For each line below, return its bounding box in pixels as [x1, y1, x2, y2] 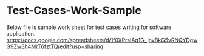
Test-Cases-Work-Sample [6, 4, 141, 17]
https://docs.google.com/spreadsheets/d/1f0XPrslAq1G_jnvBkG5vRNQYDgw [6, 36, 198, 43]
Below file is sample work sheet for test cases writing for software [6, 23, 172, 31]
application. [6, 30, 36, 37]
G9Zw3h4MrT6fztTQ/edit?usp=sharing [6, 43, 104, 50]
